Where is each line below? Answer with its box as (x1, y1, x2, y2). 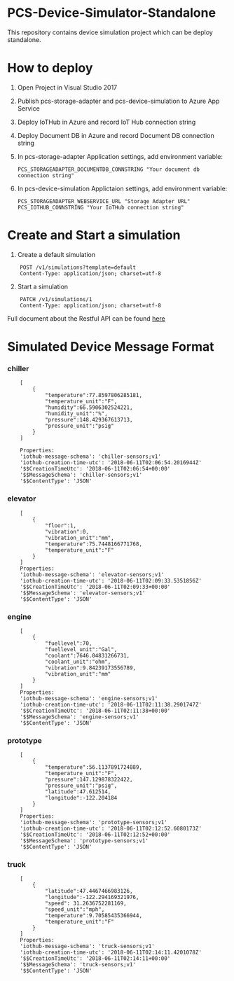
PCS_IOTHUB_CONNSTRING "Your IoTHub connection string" (17, 204, 184, 211)
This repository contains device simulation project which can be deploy (7, 28, 214, 36)
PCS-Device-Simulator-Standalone (7, 5, 216, 21)
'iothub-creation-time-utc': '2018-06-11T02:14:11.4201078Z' (20, 949, 202, 956)
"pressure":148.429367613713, (44, 417, 133, 424)
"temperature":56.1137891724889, (44, 764, 142, 771)
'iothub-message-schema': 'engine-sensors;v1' (20, 695, 158, 702)
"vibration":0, (44, 528, 90, 535)
